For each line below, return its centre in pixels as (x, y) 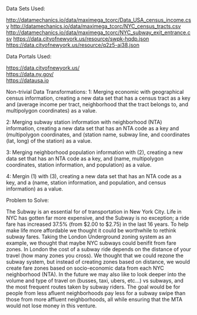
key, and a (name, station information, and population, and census (86, 183)
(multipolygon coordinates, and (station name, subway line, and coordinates (98, 134)
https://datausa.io (27, 80)
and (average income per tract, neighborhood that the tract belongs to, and (97, 104)
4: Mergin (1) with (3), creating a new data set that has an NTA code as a (94, 176)
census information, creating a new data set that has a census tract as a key (98, 98)
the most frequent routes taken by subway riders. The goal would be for (93, 287)
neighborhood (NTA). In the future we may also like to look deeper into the (96, 274)
